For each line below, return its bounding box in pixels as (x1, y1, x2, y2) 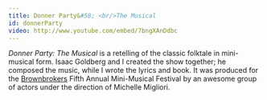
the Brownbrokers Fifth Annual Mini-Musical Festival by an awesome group (8, 74, 257, 84)
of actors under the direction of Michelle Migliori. (8, 82, 170, 92)
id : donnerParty (8, 19, 63, 27)
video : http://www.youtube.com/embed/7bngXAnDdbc (8, 26, 179, 34)
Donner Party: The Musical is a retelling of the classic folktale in (8, 49, 220, 58)
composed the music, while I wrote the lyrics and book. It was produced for (8, 66, 259, 75)
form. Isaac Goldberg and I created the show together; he (35, 57, 227, 66)
